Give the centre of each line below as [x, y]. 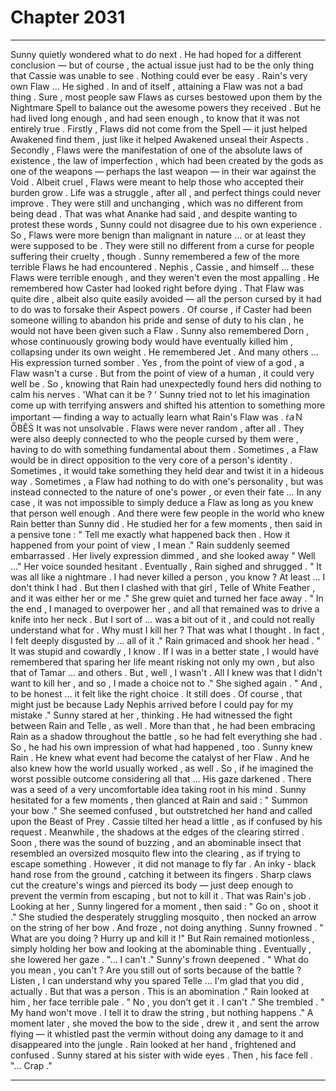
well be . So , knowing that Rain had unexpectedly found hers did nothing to [166, 383]
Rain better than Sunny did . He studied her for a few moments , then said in [166, 523]
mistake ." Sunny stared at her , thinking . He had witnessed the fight [151, 715]
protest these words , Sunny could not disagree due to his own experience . [166, 224]
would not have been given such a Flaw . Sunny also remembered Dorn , [160, 330]
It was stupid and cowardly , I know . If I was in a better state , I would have [165, 651]
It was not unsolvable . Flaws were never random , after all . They [170, 428]
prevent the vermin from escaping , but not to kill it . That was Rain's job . [161, 895]
